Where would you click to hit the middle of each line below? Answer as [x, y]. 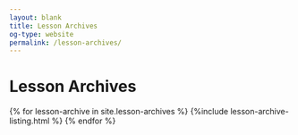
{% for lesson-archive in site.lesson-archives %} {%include [119, 112]
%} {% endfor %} [84, 121]
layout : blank [36, 17]
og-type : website [42, 34]
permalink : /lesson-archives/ [66, 42]
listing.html [30, 121]
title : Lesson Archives [54, 26]
